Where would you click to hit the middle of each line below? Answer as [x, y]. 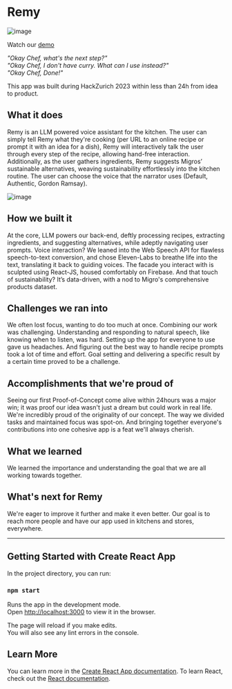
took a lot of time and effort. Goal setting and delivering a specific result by [114, 354]
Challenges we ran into [58, 308]
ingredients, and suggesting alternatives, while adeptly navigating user [108, 242]
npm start [23, 590]
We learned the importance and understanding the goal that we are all [107, 468]
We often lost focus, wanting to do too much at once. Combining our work [112, 325]
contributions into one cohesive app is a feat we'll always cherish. [101, 430]
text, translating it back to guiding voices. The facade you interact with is [110, 264]
